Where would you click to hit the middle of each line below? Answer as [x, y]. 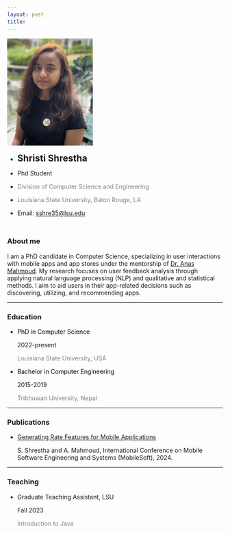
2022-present [37, 345]
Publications [28, 423]
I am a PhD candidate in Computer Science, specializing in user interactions [114, 256]
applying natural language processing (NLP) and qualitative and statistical [111, 278]
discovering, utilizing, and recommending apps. [74, 293]
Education [25, 317]
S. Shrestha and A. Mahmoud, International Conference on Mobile [110, 450]
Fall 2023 [30, 510]
